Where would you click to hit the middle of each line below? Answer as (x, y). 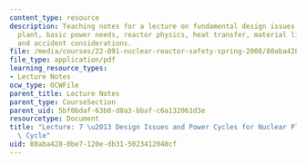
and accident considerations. (75, 43)
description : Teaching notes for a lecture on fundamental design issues (153, 26)
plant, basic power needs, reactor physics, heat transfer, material (152, 34)
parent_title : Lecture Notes (65, 93)
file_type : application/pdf (63, 60)
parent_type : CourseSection (63, 102)
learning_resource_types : (58, 69)
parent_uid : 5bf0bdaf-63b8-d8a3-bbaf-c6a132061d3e (107, 110)
